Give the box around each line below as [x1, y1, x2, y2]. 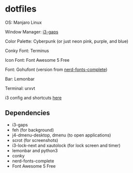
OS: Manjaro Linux [5, 19, 42, 25]
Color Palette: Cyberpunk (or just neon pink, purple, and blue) [5, 38, 129, 44]
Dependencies [5, 109, 50, 117]
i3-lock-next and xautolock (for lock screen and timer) [12, 142, 121, 148]
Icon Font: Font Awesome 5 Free [5, 57, 69, 63]
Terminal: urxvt [5, 85, 35, 91]
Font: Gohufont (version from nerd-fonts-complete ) [5, 67, 108, 72]
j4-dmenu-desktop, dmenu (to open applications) [12, 132, 111, 138]
